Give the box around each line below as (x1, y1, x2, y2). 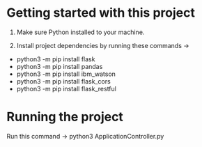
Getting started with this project (6, 5, 196, 21)
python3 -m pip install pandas (16, 62, 103, 70)
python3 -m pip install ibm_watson (16, 70, 116, 78)
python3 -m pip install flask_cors (16, 77, 111, 85)
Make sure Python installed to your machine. (16, 28, 145, 36)
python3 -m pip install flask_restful (16, 84, 116, 93)
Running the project (6, 109, 123, 125)
